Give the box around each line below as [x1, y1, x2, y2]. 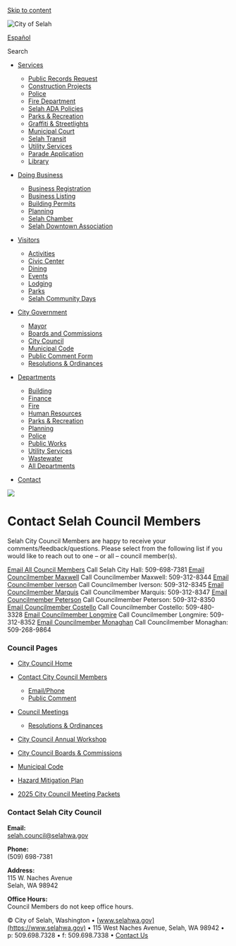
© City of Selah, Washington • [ [7, 916, 99, 924]
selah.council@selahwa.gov [7, 831, 89, 839]
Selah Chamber [27, 215, 73, 223]
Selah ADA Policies [27, 105, 84, 112]
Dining [27, 264, 47, 273]
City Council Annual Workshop [17, 735, 107, 744]
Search [7, 47, 28, 55]
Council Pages [7, 643, 58, 653]
